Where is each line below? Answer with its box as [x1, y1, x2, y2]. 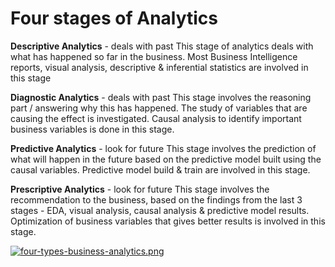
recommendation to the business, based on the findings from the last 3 [10, 193, 303, 206]
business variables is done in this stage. [10, 123, 175, 135]
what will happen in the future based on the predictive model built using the [10, 153, 322, 165]
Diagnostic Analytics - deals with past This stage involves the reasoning [10, 91, 312, 103]
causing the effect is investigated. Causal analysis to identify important [10, 112, 302, 124]
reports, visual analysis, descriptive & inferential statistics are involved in [10, 61, 309, 73]
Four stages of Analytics [10, 7, 219, 30]
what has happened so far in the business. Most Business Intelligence [10, 50, 298, 62]
